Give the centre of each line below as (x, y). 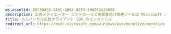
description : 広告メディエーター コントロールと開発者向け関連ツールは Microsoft (84, 14)
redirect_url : (20, 24)
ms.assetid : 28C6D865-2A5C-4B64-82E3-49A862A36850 (60, 10)
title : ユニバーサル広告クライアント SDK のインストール (59, 19)
